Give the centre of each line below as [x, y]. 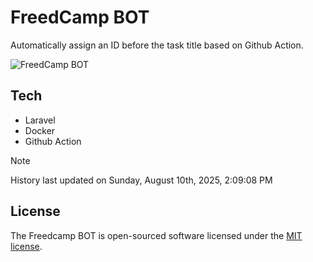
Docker [40, 130]
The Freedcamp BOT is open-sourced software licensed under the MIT [156, 235]
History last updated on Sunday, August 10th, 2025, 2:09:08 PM [141, 180]
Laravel [40, 120]
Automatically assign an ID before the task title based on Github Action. [157, 45]
